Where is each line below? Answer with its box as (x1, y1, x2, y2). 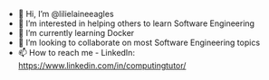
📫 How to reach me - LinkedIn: (17, 48, 136, 58)
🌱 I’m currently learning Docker (17, 28, 135, 38)
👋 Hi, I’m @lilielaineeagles (17, 9, 115, 19)
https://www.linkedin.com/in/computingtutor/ (17, 60, 187, 71)
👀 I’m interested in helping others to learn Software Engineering (17, 18, 255, 29)
